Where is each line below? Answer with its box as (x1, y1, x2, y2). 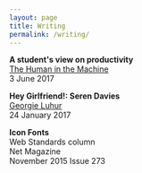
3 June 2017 (9, 74, 55, 84)
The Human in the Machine (9, 64, 109, 74)
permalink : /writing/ (9, 30, 90, 39)
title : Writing (9, 22, 66, 30)
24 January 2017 (9, 109, 71, 121)
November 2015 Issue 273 (9, 156, 105, 167)
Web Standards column (9, 136, 96, 148)
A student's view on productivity (9, 55, 134, 65)
